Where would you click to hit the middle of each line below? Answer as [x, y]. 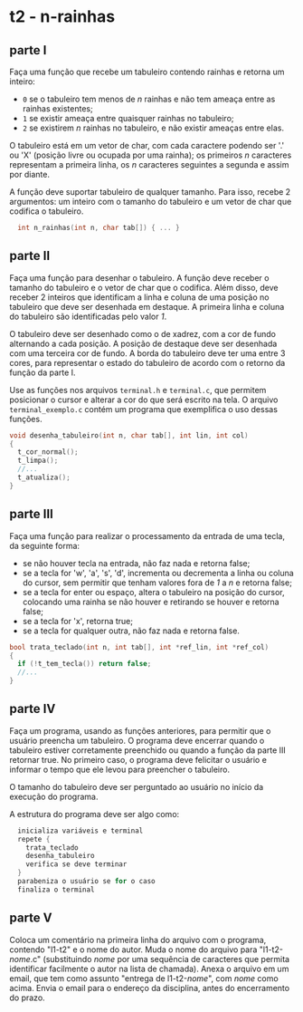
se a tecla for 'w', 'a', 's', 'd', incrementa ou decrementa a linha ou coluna [158, 573]
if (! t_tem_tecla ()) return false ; [85, 664]
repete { [34, 839]
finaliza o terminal [56, 890]
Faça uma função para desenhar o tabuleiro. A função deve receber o [139, 277]
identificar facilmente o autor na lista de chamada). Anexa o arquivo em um [149, 969]
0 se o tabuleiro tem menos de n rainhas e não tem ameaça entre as [149, 99]
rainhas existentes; [57, 109]
